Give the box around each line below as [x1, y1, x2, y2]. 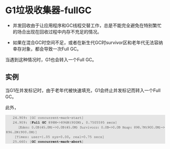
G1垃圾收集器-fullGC [5, 5, 92, 16]
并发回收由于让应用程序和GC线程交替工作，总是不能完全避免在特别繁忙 [12, 22, 162, 28]
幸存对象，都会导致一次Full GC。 [12, 46, 82, 52]
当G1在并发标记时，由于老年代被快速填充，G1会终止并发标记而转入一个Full [5, 87, 161, 93]
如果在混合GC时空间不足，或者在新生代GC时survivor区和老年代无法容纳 [12, 39, 163, 46]
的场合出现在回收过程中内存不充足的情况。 [12, 28, 102, 34]
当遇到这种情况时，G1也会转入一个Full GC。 [5, 56, 97, 62]
